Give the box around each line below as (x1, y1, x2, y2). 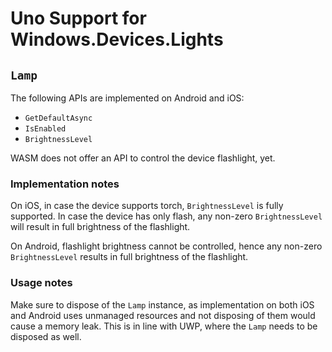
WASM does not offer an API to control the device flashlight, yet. (10, 152, 276, 164)
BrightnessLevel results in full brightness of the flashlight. (10, 251, 249, 263)
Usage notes (10, 276, 73, 290)
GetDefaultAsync (24, 113, 93, 123)
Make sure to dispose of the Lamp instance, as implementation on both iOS (10, 298, 315, 311)
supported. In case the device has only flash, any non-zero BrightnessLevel (10, 210, 323, 222)
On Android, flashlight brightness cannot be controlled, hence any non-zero (10, 240, 323, 252)
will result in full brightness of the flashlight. (10, 221, 191, 233)
